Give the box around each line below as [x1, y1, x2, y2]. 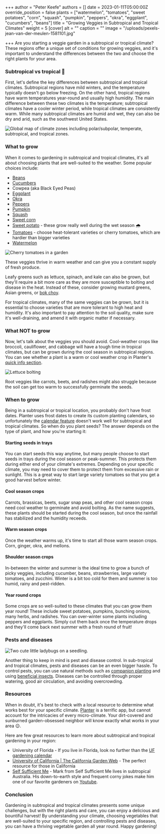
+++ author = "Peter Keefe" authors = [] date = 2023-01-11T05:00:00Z [5, 4, 149, 10]
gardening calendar [12, 752, 52, 758]
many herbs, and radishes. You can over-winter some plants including [5, 614, 147, 619]
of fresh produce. [5, 264, 41, 270]
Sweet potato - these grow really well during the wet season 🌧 [12, 222, 141, 228]
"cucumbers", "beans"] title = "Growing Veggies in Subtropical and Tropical [5, 20, 159, 26]
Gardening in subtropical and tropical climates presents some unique [5, 802, 145, 808]
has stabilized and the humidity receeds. [5, 515, 88, 521]
